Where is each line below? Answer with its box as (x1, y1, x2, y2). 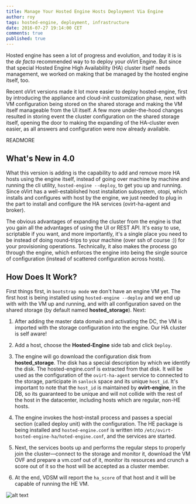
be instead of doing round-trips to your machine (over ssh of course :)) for (6, 236, 185, 244)
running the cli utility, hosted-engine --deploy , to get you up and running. (6, 181, 183, 188)
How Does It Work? (6, 272, 77, 282)
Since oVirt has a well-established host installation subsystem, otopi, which (6, 188, 187, 195)
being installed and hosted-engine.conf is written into (14, 426, 143, 433)
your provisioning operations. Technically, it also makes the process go (6, 242, 177, 249)
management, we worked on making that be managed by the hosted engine (6, 71, 188, 77)
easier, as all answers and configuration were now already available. (6, 125, 171, 132)
